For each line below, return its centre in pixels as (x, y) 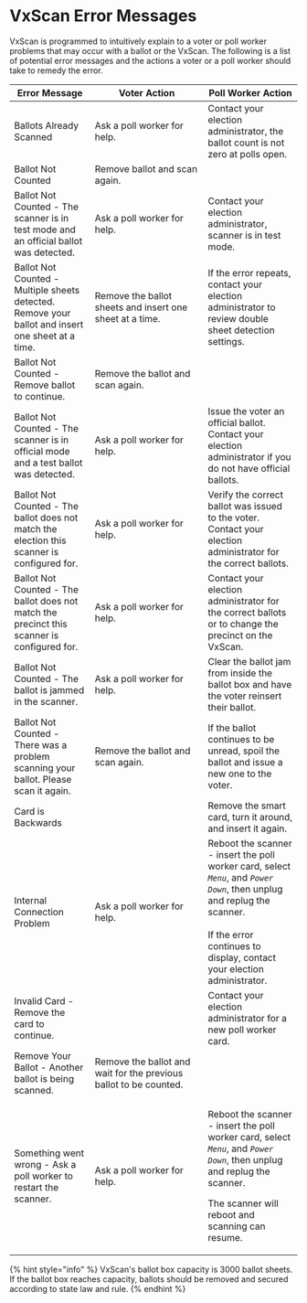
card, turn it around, (250, 817)
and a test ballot (48, 463)
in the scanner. (46, 701)
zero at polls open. (248, 154)
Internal (31, 900)
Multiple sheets (47, 290)
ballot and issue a (245, 762)
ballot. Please (43, 779)
